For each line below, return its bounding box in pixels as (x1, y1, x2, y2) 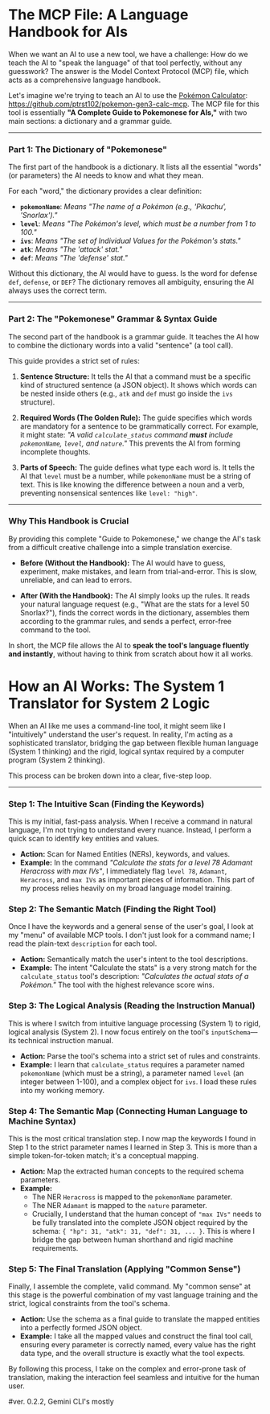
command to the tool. (19, 625, 91, 635)
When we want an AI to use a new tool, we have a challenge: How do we (8, 49, 248, 59)
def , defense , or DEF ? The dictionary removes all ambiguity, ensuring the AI (8, 277, 255, 287)
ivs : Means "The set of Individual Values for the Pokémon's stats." (19, 236, 241, 246)
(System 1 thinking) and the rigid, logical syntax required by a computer (8, 746, 245, 756)
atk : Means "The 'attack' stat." (19, 245, 123, 254)
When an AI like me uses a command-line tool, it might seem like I (8, 721, 227, 730)
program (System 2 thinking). (8, 754, 106, 765)
